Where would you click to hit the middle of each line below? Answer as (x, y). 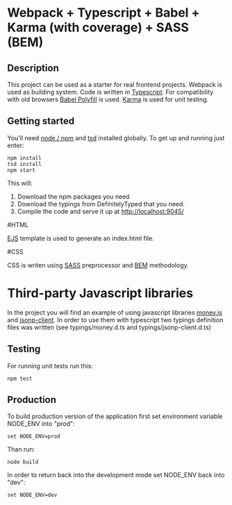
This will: (20, 183)
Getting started (41, 121)
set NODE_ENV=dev (32, 495)
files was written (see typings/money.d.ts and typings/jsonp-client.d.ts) (109, 327)
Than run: (21, 449)
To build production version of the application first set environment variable (115, 416)
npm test (20, 379)
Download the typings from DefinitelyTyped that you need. (101, 204)
